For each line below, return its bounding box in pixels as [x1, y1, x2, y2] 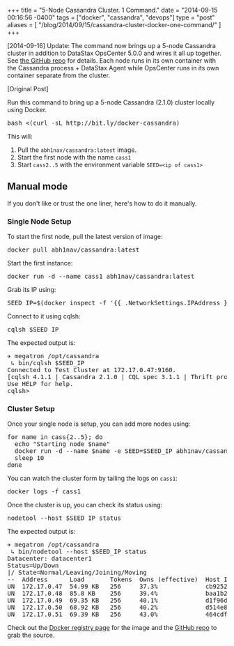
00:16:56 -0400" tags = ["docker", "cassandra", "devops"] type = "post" [7, 13, 215, 22]
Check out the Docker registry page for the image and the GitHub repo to [7, 624, 217, 632]
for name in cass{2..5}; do [7, 433, 103, 441]
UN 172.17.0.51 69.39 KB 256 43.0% [7, 610, 158, 619]
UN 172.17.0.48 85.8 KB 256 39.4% [7, 590, 158, 598]
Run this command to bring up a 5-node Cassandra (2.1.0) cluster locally [7, 98, 214, 107]
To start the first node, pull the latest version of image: [7, 233, 163, 241]
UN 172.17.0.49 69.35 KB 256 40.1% [7, 597, 158, 605]
